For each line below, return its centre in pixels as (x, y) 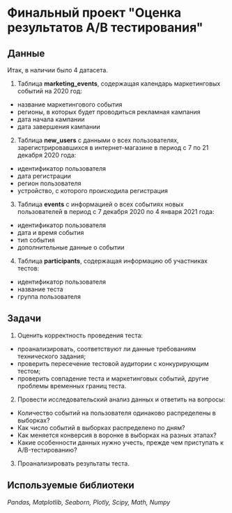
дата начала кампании (51, 119)
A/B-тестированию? (47, 450)
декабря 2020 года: (47, 155)
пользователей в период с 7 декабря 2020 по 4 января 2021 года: (116, 212)
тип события (36, 240)
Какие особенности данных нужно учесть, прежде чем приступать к (121, 442)
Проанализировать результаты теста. (74, 463)
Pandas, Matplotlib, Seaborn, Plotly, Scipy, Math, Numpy (89, 502)
